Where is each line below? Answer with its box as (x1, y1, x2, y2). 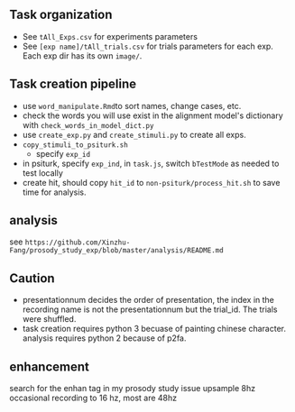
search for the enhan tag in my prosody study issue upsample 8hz (9, 383, 255, 394)
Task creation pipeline (9, 77, 137, 92)
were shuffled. (22, 314, 77, 325)
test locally (22, 167, 63, 179)
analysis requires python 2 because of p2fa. (22, 333, 187, 343)
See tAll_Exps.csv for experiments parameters (22, 31, 198, 41)
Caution (9, 270, 56, 286)
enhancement (9, 359, 90, 374)
